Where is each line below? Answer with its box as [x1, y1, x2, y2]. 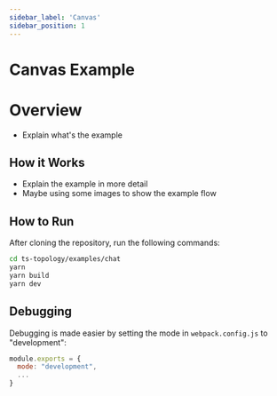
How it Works [9, 155, 85, 170]
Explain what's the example [21, 130, 123, 140]
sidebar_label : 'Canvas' [9, 12, 101, 22]
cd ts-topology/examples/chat [9, 255, 122, 264]
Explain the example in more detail [21, 178, 148, 189]
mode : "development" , [17, 362, 98, 371]
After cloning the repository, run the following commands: [9, 237, 220, 249]
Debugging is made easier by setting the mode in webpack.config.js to [9, 328, 268, 338]
